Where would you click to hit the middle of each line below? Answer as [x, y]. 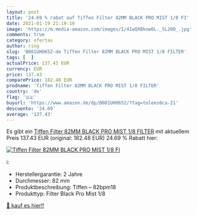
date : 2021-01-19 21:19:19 [41, 23]
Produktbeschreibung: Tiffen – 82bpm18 [66, 188]
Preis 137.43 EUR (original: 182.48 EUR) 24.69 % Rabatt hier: [82, 138]
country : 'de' [24, 92]
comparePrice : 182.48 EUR [39, 80]
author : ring [23, 46]
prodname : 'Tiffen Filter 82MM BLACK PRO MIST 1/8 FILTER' [83, 86]
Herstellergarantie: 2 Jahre [49, 174]
